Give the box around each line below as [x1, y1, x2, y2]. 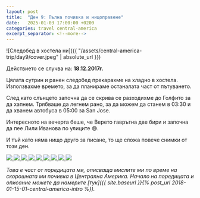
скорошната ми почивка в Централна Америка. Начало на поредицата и [6, 173, 195, 180]
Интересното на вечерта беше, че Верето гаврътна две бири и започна [6, 118, 189, 125]
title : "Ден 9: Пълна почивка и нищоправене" [6, 14, 124, 20]
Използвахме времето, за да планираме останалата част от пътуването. [6, 83, 192, 90]
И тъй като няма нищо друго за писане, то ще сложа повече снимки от [6, 136, 187, 143]
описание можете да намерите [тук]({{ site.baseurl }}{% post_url [6, 179, 171, 186]
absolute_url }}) [62, 54, 101, 61]
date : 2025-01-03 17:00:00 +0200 [6, 20, 95, 26]
